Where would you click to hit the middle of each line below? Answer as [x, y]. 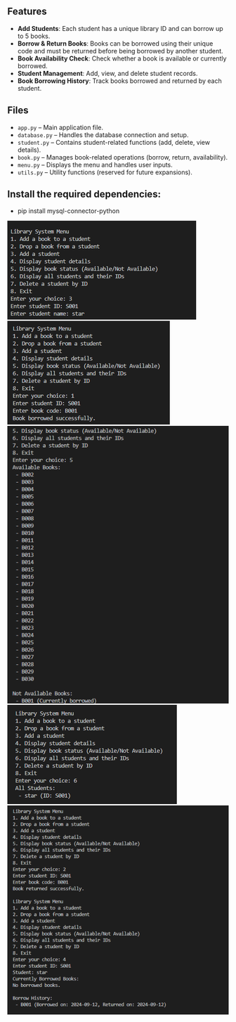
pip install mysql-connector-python [68, 211]
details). [29, 150]
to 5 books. [34, 36]
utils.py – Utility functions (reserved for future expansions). [105, 172]
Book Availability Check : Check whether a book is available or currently [122, 58]
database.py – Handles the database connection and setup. [103, 135]
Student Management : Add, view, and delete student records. [107, 73]
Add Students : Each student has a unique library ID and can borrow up [120, 28]
